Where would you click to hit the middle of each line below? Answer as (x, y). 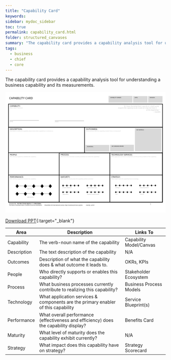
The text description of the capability (78, 252)
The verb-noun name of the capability (79, 242)
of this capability (56, 307)
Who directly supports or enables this (78, 272)
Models (133, 290)
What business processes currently (76, 284)
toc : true (16, 27)
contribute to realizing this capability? (78, 290)
